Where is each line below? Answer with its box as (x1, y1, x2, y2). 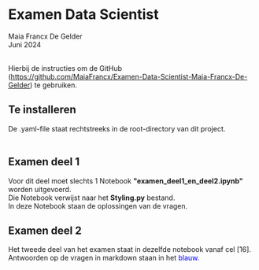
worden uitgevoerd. (8, 184, 72, 194)
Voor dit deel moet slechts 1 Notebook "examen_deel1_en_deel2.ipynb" (8, 176, 243, 186)
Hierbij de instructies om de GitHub (8, 63, 122, 72)
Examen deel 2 (8, 224, 82, 237)
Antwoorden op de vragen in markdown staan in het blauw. (8, 253, 200, 263)
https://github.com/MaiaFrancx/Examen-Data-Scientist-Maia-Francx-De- (10, 72, 248, 81)
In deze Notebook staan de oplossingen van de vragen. (8, 201, 188, 210)
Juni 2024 (8, 39, 42, 49)
